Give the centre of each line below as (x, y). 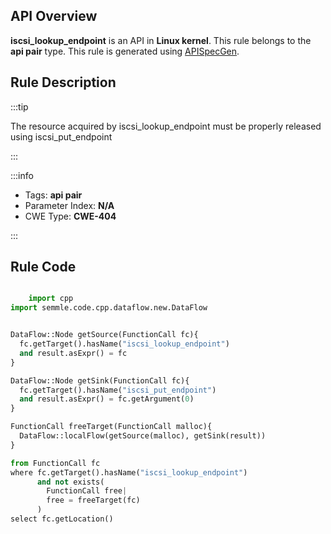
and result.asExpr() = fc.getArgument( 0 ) (107, 399)
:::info (22, 175)
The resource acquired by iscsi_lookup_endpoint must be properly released (166, 126)
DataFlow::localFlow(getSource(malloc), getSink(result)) (143, 436)
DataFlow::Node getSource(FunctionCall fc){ (104, 335)
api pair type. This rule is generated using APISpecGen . (125, 51)
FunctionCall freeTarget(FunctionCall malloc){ (111, 427)
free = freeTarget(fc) (93, 500)
